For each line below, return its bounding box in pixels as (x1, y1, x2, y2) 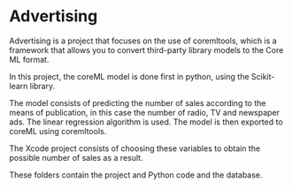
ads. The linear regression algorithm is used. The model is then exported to (9, 117, 283, 127)
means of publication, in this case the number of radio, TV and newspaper (9, 107, 280, 117)
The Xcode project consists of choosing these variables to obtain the (9, 143, 261, 154)
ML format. (9, 54, 50, 64)
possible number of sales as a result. (9, 152, 143, 163)
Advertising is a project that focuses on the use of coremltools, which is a (9, 35, 277, 46)
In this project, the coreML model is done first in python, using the (9, 71, 250, 81)
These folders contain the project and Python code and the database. (9, 170, 263, 180)
